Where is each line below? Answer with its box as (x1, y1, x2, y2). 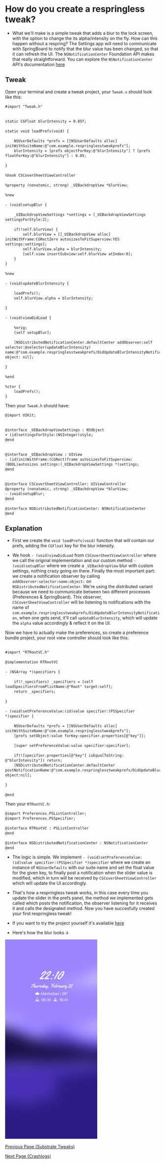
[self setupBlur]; (14, 330, 52, 335)
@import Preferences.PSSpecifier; (5, 816, 76, 821)
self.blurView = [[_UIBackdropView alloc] (23, 232, 111, 237)
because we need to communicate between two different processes (12, 589, 151, 595)
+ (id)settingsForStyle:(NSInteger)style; (5, 432, 93, 437)
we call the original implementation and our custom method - (12, 557, 136, 563)
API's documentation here (12, 61, 65, 67)
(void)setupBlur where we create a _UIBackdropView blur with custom (12, 563, 154, 568)
